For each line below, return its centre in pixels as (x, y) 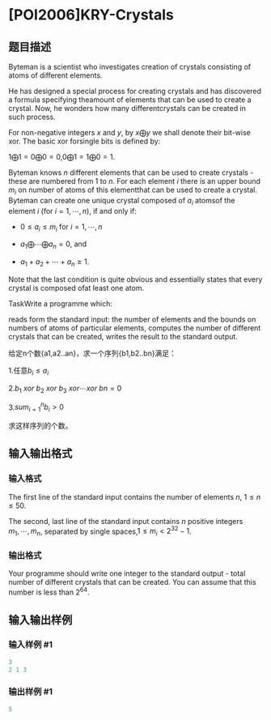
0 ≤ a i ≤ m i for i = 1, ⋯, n (61, 227)
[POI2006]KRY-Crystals (91, 15)
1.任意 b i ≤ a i (29, 371)
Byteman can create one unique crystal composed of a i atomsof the (122, 201)
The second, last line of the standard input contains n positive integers (126, 521)
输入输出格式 (40, 454)
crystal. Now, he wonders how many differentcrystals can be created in (127, 108)
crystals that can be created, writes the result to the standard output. (123, 336)
